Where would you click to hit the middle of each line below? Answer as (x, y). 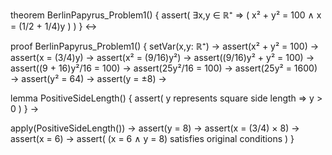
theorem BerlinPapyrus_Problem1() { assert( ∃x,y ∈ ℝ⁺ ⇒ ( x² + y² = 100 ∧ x (166, 15)
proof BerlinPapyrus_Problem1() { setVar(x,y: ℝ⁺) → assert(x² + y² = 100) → (165, 46)
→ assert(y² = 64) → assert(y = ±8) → (88, 78)
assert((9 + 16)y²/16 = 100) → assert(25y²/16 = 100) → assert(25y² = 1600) (164, 68)
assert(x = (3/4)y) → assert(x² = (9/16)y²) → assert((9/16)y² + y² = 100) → (162, 57)
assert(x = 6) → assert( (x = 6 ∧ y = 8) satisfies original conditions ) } (152, 138)
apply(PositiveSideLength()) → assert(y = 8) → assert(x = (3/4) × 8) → (155, 128)
